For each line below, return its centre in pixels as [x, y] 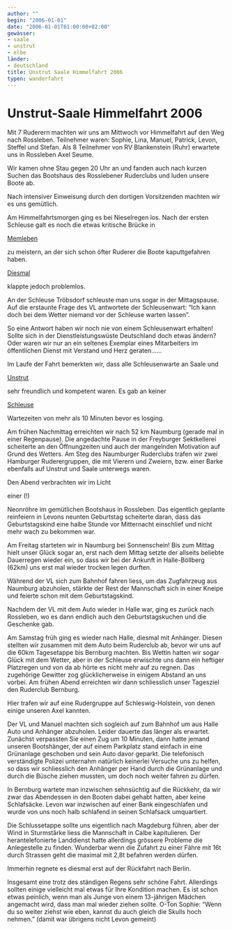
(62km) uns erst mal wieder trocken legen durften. [79, 568]
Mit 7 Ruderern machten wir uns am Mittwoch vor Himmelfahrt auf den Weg [116, 133]
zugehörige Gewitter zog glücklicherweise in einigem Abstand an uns [107, 675]
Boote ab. [21, 183]
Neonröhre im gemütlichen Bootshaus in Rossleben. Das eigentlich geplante [116, 510]
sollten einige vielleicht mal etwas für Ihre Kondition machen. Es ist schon [113, 890]
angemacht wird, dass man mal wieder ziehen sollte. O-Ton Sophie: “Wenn [114, 904]
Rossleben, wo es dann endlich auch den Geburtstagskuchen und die [107, 617]
